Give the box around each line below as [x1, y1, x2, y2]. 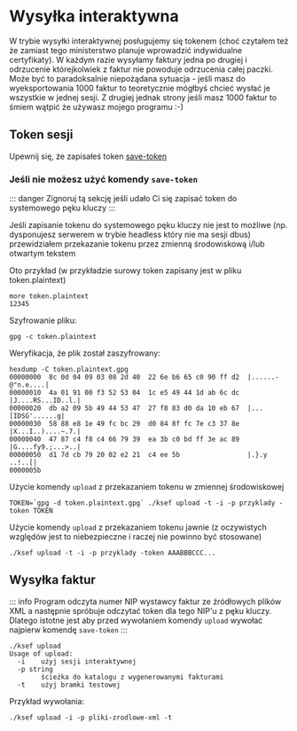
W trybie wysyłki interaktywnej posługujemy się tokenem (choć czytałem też [9, 35, 289, 46]
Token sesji [9, 127, 74, 143]
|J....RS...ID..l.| [9, 397, 82, 405]
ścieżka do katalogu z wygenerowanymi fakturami [41, 672, 224, 681]
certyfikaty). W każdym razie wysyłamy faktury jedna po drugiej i [9, 54, 247, 65]
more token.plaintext [9, 292, 90, 301]
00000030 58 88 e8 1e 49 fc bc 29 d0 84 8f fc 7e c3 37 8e [9, 420, 240, 428]
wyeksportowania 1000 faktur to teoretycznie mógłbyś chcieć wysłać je [9, 83, 270, 93]
